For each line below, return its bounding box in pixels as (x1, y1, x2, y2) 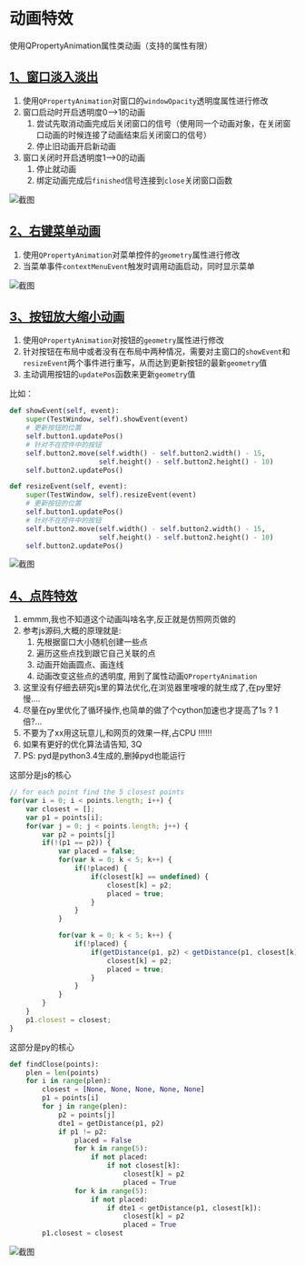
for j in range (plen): (42, 1102, 128, 1111)
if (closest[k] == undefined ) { (90, 872, 209, 881)
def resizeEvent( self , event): (9, 482, 128, 491)
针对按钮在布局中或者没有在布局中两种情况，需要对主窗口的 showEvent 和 (22, 346, 290, 357)
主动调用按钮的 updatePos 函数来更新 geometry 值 (22, 369, 196, 380)
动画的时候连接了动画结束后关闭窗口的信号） (44, 129, 212, 140)
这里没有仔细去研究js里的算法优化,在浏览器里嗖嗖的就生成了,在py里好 (22, 682, 281, 693)
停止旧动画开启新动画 (35, 140, 116, 151)
